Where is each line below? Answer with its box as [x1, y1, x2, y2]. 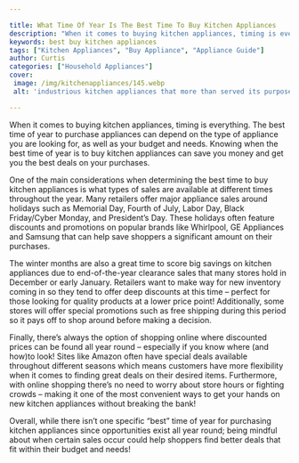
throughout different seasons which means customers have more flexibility [9, 360, 284, 370]
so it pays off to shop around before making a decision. [9, 314, 212, 325]
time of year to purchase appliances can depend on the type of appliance [9, 128, 279, 139]
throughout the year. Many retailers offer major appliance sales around [9, 193, 269, 204]
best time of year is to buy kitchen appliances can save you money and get [9, 148, 284, 158]
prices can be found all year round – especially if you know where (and [9, 341, 270, 352]
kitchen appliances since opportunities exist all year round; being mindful [9, 425, 278, 435]
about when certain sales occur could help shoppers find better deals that [9, 434, 281, 445]
